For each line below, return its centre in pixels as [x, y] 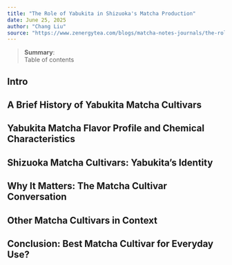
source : [18, 33]
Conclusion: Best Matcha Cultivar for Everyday [110, 243]
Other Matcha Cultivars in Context [82, 220]
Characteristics [41, 139]
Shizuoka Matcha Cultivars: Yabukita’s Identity [110, 163]
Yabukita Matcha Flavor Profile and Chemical [106, 128]
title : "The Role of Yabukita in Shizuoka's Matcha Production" [101, 13]
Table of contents [49, 60]
